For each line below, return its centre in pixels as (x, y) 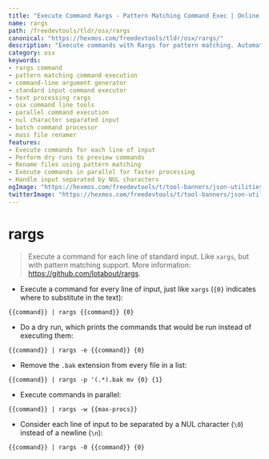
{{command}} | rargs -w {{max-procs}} (73, 409)
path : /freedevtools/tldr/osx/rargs (69, 30)
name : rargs (28, 23)
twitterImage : (32, 194)
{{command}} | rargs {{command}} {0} (71, 312)
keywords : (25, 61)
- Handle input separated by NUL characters (84, 180)
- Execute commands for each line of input (82, 150)
